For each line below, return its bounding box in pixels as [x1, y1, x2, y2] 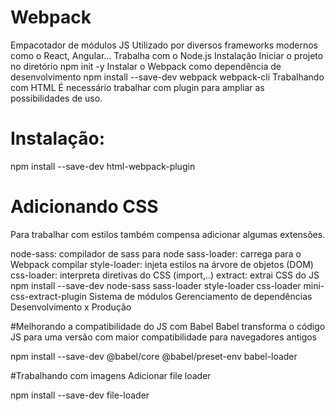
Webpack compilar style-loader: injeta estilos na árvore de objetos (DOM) [10, 258, 314, 270]
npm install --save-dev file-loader [10, 389, 150, 401]
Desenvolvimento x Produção [10, 301, 132, 313]
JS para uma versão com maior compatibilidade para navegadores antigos [10, 331, 317, 343]
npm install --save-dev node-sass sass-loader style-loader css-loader [10, 279, 302, 291]
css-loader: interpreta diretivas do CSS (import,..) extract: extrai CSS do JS [10, 269, 320, 281]
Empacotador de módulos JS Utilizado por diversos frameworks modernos [10, 39, 318, 51]
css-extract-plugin [10, 290, 87, 302]
